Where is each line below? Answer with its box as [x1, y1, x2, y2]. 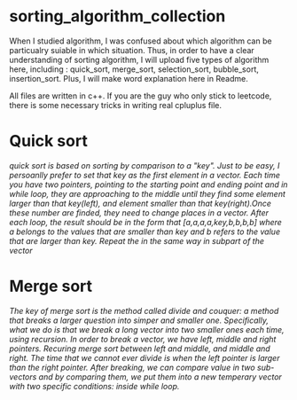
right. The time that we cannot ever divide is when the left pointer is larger [9, 352, 280, 363]
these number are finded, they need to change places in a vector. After [9, 207, 269, 218]
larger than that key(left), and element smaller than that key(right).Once [9, 198, 272, 208]
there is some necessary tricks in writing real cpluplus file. [9, 99, 223, 110]
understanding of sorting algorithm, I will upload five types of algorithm [9, 54, 270, 65]
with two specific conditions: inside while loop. [9, 380, 180, 391]
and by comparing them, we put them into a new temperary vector [38, 371, 282, 382]
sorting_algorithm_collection [9, 6, 226, 27]
